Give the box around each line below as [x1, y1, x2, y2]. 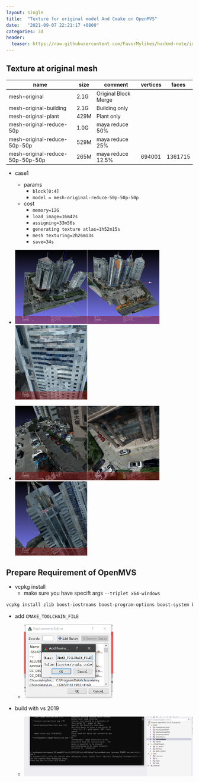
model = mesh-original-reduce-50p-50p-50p [32, 195, 139, 201]
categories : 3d [6, 29, 44, 34]
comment [104, 81, 129, 89]
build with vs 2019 [14, 705, 59, 712]
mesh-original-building [8, 104, 67, 111]
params [23, 181, 43, 189]
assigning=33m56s [32, 220, 75, 226]
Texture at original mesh [6, 64, 98, 74]
